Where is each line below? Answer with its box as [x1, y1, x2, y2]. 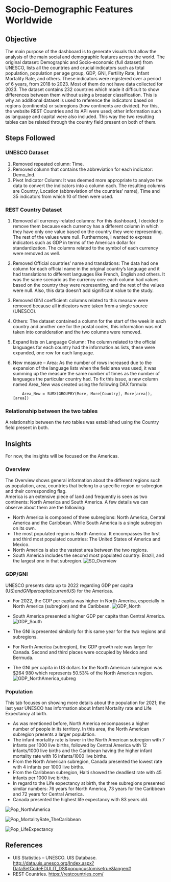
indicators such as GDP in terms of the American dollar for [12, 239, 136, 245]
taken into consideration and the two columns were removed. [12, 329, 142, 335]
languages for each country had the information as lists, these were [12, 344, 155, 350]
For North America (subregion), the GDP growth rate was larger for [12, 643, 153, 650]
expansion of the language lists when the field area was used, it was [12, 365, 157, 371]
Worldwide [5, 14, 53, 26]
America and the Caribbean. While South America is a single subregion [12, 520, 162, 526]
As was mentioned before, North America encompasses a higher [12, 720, 150, 727]
